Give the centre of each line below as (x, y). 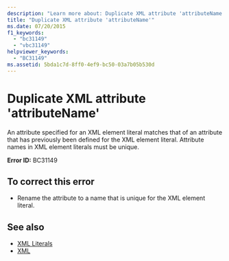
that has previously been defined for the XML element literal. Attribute (106, 139)
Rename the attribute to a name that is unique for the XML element (111, 198)
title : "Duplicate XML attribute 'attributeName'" (81, 20)
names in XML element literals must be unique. (73, 147)
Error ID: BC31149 (33, 160)
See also (26, 227)
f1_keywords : (26, 33)
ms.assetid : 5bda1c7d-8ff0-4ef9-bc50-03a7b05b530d (81, 65)
